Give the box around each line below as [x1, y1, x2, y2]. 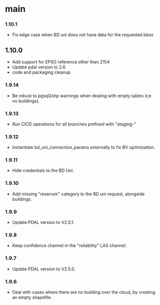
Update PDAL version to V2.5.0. [12, 266, 76, 272]
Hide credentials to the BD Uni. [12, 167, 74, 174]
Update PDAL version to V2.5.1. [12, 220, 74, 225]
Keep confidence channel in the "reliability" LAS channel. [12, 243, 127, 248]
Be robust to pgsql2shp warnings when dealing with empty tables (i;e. [12, 93, 153, 99]
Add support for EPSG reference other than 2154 [12, 59, 110, 65]
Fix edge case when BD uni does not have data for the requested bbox [12, 32, 154, 38]
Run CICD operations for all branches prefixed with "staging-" [12, 121, 136, 127]
